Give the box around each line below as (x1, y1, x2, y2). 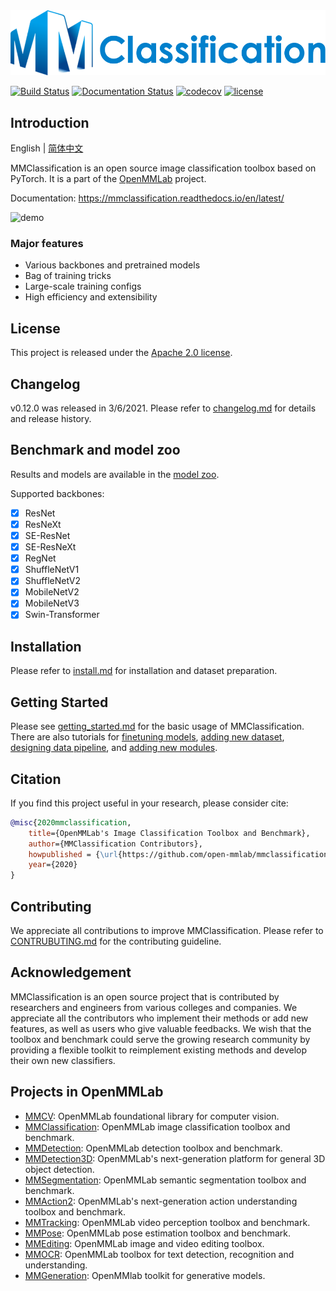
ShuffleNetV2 (24, 575, 82, 587)
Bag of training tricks (24, 270, 112, 282)
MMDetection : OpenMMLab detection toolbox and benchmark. (24, 1142, 283, 1154)
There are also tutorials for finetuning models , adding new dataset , (10, 731, 285, 743)
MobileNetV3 (24, 597, 80, 609)
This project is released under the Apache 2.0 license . (10, 347, 233, 359)
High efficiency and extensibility (24, 291, 158, 303)
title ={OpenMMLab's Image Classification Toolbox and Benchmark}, (28, 828, 311, 838)
